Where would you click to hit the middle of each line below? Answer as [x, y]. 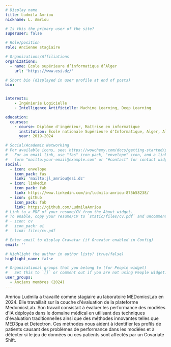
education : [17, 117]
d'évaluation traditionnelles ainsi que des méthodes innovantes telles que [82, 318]
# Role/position [22, 43]
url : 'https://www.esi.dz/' [44, 71]
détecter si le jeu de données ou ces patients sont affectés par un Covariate [85, 334]
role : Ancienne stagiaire [33, 47]
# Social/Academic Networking [37, 145]
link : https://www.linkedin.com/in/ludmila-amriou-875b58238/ [82, 193]
